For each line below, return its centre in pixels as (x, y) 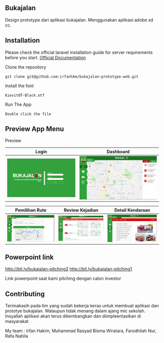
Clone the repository (26, 67)
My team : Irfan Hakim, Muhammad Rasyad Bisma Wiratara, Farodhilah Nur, (81, 331)
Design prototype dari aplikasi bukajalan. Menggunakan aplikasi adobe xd (79, 20)
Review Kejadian (81, 210)
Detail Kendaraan (132, 210)
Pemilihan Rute (31, 210)
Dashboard (118, 151)
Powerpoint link (29, 257)
